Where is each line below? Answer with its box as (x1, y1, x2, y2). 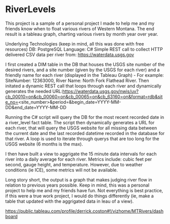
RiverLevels (5, 4, 56, 15)
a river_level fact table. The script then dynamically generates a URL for (5, 119, 155, 125)
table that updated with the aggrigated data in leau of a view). (5, 198, 134, 204)
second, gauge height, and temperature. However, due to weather (5, 161, 143, 167)
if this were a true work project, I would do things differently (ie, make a (5, 193, 154, 199)
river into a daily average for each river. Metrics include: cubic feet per (5, 156, 152, 162)
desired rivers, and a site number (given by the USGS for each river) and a (5, 67, 160, 73)
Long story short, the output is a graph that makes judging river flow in (5, 176, 153, 183)
